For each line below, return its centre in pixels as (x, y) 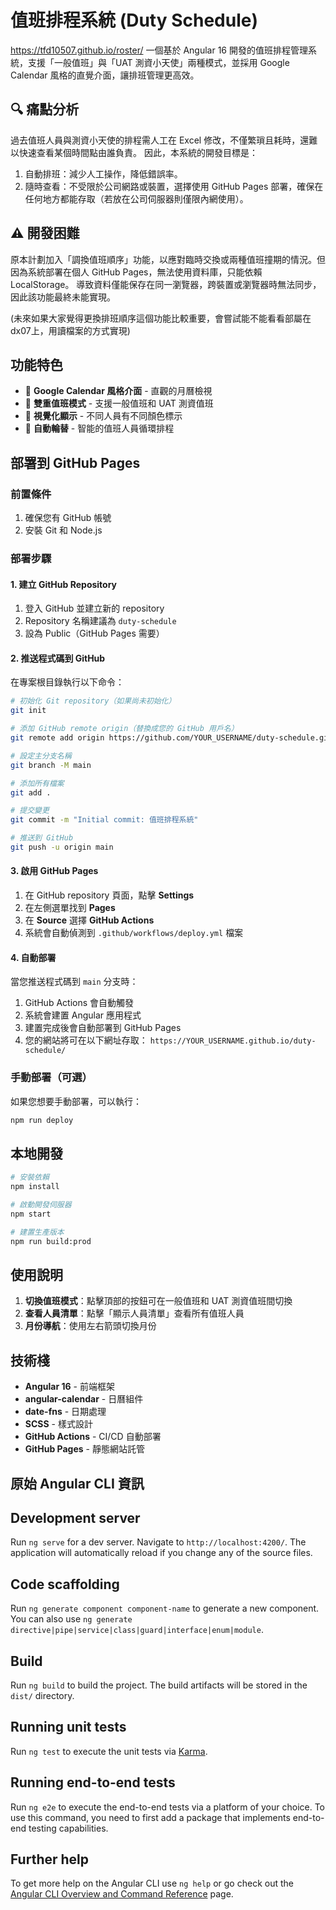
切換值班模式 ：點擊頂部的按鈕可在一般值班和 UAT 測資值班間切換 (158, 1301)
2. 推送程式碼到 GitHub (58, 658)
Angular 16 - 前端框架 (69, 1387)
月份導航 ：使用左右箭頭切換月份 (90, 1326)
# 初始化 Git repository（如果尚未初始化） (93, 701)
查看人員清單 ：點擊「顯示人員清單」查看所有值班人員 (134, 1313)
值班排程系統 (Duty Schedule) (134, 20)
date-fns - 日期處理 (65, 1412)
